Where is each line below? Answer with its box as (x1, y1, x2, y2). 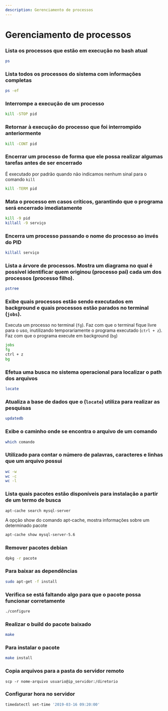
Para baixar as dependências (5, 568, 78, 575)
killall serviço (5, 250, 39, 255)
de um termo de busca (5, 497, 61, 504)
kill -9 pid (5, 215, 30, 221)
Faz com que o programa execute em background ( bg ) (5, 333, 118, 339)
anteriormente (5, 130, 41, 137)
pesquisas (5, 404, 31, 411)
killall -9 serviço (5, 220, 46, 225)
